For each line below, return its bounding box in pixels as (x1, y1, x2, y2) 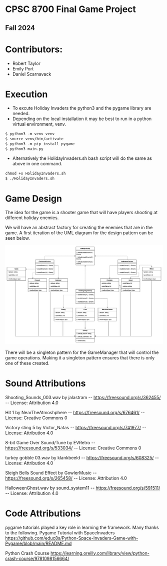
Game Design (5, 193, 62, 204)
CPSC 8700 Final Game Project (5, 4, 136, 15)
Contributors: (5, 44, 63, 55)
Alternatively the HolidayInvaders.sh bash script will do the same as (12, 155, 152, 161)
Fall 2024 (5, 24, 35, 32)
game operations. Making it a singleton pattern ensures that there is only (5, 354, 155, 360)
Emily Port (12, 65, 34, 71)
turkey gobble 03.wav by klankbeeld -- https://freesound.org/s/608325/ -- (5, 454, 159, 460)
